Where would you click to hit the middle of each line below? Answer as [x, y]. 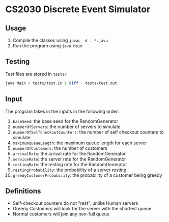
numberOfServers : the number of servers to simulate [66, 126]
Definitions [23, 191]
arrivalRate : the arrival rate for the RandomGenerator [69, 153]
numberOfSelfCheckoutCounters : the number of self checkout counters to [88, 132]
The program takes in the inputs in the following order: [62, 111]
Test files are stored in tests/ [36, 74]
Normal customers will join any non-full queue [61, 214]
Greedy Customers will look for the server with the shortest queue [82, 209]
